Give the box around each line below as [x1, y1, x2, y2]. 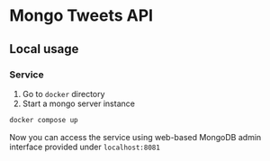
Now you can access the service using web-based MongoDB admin [9, 131, 262, 142]
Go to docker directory [22, 88, 105, 99]
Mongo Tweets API [9, 5, 154, 26]
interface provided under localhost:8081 [9, 141, 160, 152]
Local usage [9, 41, 79, 57]
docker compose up [9, 115, 78, 124]
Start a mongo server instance [22, 98, 135, 109]
